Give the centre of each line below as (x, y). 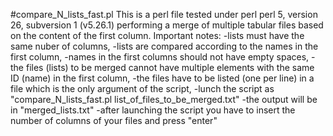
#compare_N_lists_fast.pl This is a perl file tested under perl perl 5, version (164, 14)
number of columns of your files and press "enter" (114, 120)
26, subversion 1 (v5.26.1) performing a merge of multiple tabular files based (167, 25)
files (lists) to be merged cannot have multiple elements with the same (170, 67)
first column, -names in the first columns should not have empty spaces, (160, 57)
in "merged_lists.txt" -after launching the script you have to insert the (153, 110)
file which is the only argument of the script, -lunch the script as (142, 88)
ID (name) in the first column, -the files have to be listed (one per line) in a (162, 78)
